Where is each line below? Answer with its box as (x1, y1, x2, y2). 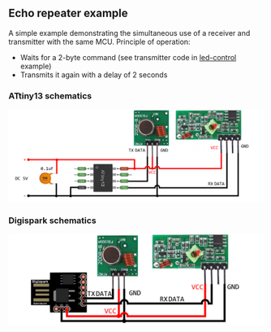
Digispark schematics (8, 215, 97, 226)
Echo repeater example (8, 7, 128, 20)
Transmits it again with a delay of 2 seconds (19, 69, 168, 80)
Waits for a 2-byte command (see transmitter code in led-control (19, 52, 237, 62)
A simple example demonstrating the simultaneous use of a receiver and (8, 28, 251, 37)
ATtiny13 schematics (8, 90, 92, 101)
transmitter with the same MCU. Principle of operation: (8, 37, 191, 46)
